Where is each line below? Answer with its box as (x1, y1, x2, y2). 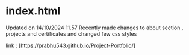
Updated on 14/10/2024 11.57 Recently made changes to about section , (5, 24, 184, 31)
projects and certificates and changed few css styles (5, 30, 137, 37)
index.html (5, 4, 61, 18)
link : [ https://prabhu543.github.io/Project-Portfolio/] (5, 42, 136, 49)
